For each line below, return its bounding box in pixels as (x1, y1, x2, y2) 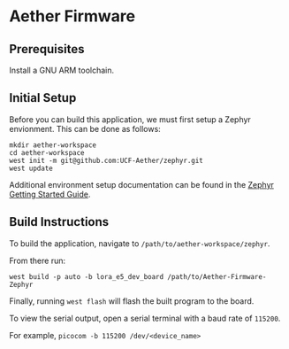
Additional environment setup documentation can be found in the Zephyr (9, 179, 274, 190)
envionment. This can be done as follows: (9, 123, 161, 134)
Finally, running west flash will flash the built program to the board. (9, 295, 255, 306)
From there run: (9, 255, 66, 266)
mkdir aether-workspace (9, 140, 97, 150)
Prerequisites (9, 42, 85, 57)
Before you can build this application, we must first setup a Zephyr (9, 113, 252, 125)
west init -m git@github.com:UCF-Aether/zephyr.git (9, 156, 203, 165)
